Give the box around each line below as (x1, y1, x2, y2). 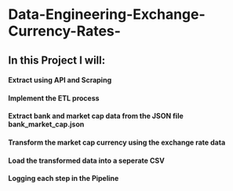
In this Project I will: (8, 53, 106, 67)
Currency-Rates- (8, 22, 122, 40)
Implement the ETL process (8, 93, 100, 103)
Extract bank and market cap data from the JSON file (8, 112, 184, 121)
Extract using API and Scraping (8, 75, 112, 85)
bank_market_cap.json (8, 119, 85, 129)
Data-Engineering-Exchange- (8, 6, 206, 24)
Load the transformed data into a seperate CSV (8, 156, 165, 165)
